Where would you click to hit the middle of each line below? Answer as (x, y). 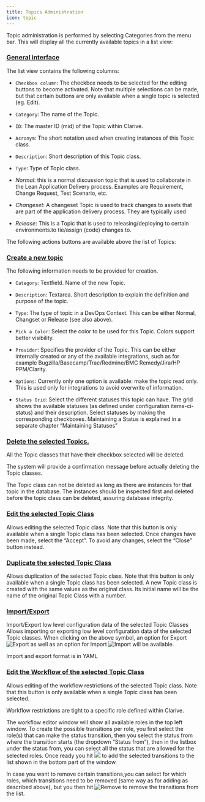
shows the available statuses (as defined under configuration (92, 406)
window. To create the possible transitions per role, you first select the (95, 728)
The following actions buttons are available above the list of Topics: (91, 241)
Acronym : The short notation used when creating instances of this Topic (105, 138)
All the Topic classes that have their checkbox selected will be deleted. (95, 455)
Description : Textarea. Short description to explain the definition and (102, 295)
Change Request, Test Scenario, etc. (61, 193)
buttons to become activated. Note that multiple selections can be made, (107, 89)
